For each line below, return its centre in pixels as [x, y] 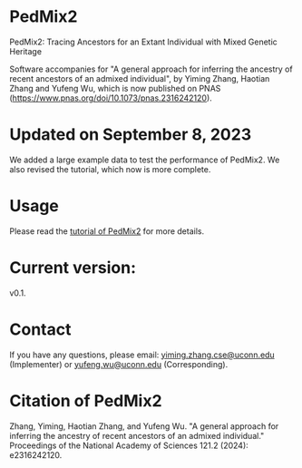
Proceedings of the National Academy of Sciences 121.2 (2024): [129, 445]
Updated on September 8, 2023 [131, 135]
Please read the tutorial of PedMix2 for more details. [107, 231]
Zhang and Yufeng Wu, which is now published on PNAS [115, 88]
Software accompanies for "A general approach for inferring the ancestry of [151, 69]
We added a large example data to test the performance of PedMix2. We [145, 160]
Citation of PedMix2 [86, 400]
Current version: [73, 268]
